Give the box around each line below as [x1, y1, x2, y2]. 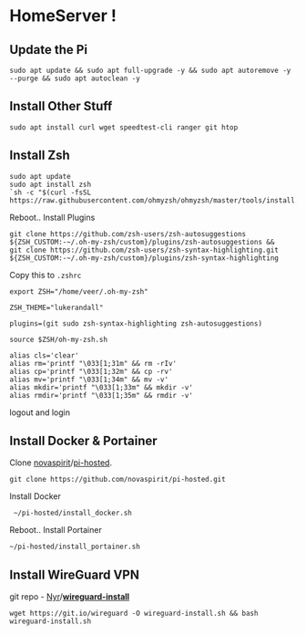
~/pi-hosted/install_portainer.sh [9, 542, 141, 552]
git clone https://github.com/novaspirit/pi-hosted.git [9, 475, 226, 484]
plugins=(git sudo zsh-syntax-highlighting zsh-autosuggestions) [9, 318, 262, 328]
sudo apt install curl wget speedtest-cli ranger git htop [9, 122, 239, 132]
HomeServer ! [9, 5, 117, 26]
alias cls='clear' [9, 350, 79, 360]
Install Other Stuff [9, 99, 113, 114]
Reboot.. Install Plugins [9, 212, 96, 223]
